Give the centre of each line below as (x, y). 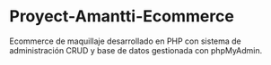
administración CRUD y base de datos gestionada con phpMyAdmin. (136, 50)
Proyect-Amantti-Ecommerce (122, 16)
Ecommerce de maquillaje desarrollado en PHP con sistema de (126, 41)
